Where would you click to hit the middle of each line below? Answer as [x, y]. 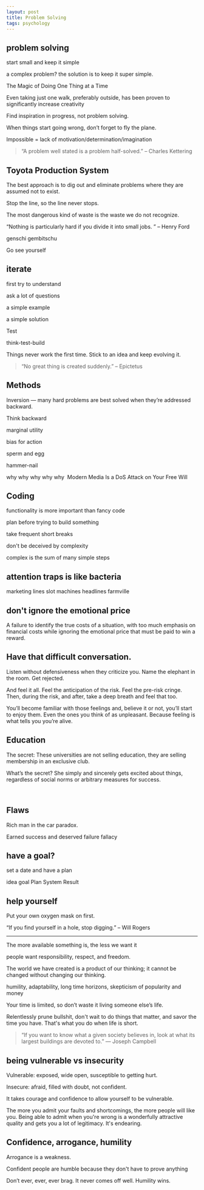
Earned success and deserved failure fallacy [62, 837]
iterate [19, 269]
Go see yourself [26, 250]
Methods [24, 385]
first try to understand [34, 284]
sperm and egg [25, 454]
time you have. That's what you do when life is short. [72, 1023]
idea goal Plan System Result [42, 882]
